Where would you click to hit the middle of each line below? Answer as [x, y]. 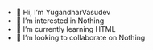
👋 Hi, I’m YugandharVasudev [63, 12]
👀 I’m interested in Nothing [60, 21]
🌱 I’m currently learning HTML [66, 29]
